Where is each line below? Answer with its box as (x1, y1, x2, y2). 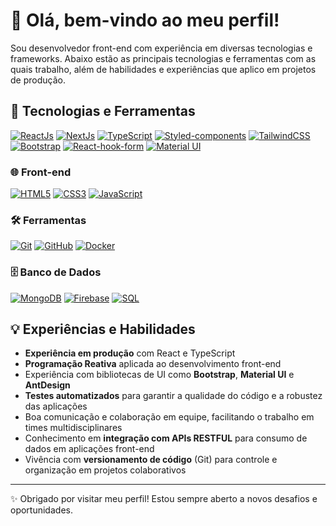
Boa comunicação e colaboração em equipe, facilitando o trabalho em (24, 411, 315, 423)
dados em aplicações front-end (24, 443, 155, 455)
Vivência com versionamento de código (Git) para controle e (24, 454, 278, 466)
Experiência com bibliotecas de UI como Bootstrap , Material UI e (24, 369, 295, 381)
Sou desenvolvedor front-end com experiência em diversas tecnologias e (10, 42, 313, 54)
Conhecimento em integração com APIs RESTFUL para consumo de (24, 432, 308, 444)
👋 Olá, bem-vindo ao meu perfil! (10, 9, 280, 32)
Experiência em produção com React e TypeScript (24, 347, 236, 359)
